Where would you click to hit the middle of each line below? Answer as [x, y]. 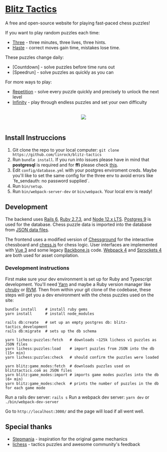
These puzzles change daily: [35, 57]
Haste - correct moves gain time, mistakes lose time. [66, 47]
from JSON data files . [27, 229]
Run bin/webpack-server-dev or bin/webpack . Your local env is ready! [82, 191]
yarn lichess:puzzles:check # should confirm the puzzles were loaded [82, 357]
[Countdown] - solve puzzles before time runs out [64, 67]
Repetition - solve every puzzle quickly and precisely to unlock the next [85, 91]
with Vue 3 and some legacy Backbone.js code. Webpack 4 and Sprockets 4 [83, 250]
